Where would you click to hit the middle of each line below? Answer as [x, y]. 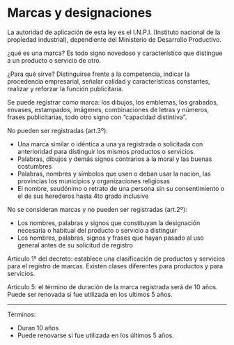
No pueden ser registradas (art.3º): [57, 130]
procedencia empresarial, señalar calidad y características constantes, [109, 81]
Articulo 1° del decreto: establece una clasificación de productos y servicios [116, 259]
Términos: [22, 314]
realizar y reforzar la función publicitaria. [65, 89]
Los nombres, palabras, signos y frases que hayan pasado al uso [110, 238]
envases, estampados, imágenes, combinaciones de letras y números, [108, 109]
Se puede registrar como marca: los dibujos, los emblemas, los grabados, [113, 102]
